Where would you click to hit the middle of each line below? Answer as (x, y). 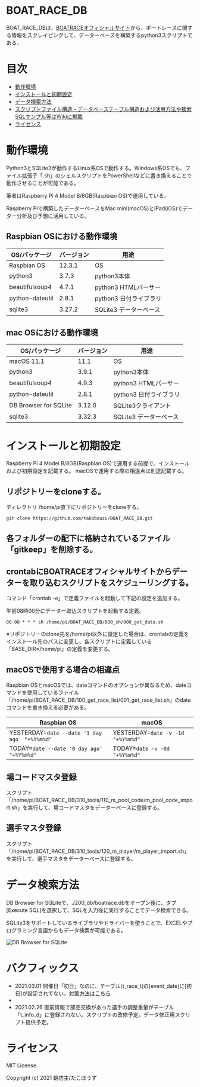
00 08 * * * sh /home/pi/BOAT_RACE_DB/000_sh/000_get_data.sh (85, 622)
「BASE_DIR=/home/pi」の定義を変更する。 (60, 649)
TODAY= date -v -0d (141, 748)
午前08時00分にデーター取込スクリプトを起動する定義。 (75, 611)
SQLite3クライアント (142, 406)
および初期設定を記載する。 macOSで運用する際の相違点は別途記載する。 (97, 471)
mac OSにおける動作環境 (52, 333)
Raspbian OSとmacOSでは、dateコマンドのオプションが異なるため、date (96, 685)
